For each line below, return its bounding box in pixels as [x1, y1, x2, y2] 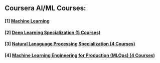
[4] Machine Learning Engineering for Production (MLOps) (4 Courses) [5, 52, 155, 58]
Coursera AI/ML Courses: [5, 4, 86, 12]
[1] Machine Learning [5, 17, 50, 24]
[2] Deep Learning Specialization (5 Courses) [5, 29, 101, 35]
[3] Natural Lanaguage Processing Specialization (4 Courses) [5, 41, 135, 47]
